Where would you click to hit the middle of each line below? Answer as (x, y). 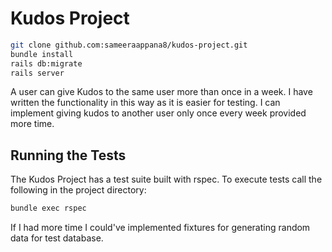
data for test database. (57, 238)
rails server (37, 73)
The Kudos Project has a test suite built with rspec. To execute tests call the (166, 179)
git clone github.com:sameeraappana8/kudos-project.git (129, 45)
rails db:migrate (46, 63)
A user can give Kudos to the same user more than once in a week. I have (161, 92)
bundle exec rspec (48, 208)
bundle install (42, 54)
